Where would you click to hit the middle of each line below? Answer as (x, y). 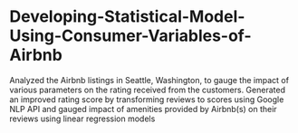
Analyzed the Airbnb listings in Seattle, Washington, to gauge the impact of (149, 80)
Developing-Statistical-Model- (127, 17)
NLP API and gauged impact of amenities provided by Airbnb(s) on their (144, 109)
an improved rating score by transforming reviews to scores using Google (147, 99)
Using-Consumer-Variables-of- (130, 36)
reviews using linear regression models (82, 119)
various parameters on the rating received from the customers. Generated (147, 90)
